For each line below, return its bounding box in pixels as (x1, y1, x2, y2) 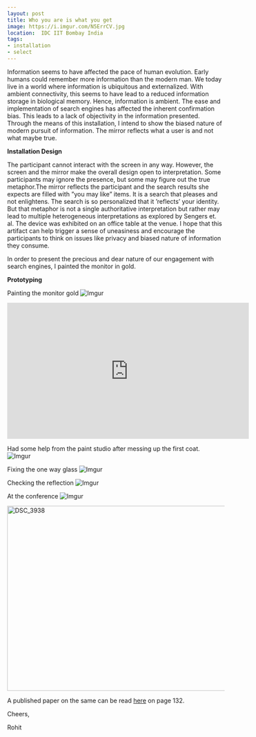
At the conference (7, 492, 59, 500)
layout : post (7, 10, 45, 17)
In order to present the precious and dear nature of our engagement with (7, 254, 215, 263)
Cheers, (7, 709, 30, 718)
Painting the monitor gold (7, 288, 79, 297)
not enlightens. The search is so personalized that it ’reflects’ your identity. (7, 197, 219, 205)
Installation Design (7, 147, 62, 156)
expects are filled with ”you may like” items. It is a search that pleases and (7, 189, 218, 198)
